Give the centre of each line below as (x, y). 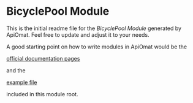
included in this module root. (42, 94)
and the (16, 70)
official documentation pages (43, 58)
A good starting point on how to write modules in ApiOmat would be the (97, 47)
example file (22, 82)
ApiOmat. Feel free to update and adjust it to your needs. (78, 34)
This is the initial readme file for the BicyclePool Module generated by (94, 28)
